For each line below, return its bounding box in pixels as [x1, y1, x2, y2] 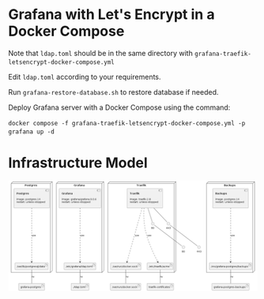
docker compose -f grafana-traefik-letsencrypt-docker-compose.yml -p [8, 119, 246, 127]
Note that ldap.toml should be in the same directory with [8, 48, 194, 58]
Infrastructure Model [8, 154, 148, 172]
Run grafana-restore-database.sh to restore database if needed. [8, 87, 219, 96]
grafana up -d [8, 128, 55, 136]
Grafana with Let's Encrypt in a [8, 6, 215, 24]
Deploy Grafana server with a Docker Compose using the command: [8, 103, 231, 112]
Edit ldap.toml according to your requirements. [8, 72, 161, 81]
